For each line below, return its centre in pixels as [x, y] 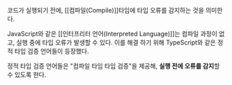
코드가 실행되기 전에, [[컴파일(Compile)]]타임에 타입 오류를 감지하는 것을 [106, 10]
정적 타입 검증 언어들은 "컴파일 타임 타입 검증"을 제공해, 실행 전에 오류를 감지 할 [114, 66]
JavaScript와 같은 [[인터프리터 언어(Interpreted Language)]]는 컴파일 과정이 [113, 34]
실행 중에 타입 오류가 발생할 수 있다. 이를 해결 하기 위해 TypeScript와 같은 [116, 42]
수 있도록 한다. [27, 75]
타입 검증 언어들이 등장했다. [52, 51]
